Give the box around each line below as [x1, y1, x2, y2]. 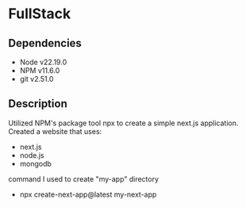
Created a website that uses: [8, 126, 102, 136]
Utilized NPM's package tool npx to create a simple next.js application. [8, 118, 239, 128]
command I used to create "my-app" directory [8, 174, 160, 183]
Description [8, 97, 67, 111]
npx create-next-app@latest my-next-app [19, 190, 157, 199]
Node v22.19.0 [19, 57, 67, 67]
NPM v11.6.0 [19, 66, 60, 75]
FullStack [8, 5, 71, 23]
